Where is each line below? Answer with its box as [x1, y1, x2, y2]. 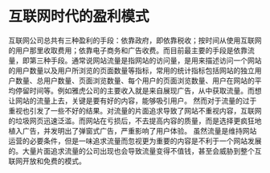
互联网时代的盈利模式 [8, 7, 150, 26]
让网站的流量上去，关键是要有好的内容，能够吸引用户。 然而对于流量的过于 [8, 96, 257, 105]
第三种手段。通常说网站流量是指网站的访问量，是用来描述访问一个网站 [29, 56, 262, 65]
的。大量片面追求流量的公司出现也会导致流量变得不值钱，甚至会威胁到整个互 [8, 146, 262, 155]
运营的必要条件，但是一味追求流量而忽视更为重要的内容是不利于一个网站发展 [8, 136, 262, 146]
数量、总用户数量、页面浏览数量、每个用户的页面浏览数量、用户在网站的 [14, 76, 255, 85]
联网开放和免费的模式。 [8, 156, 86, 166]
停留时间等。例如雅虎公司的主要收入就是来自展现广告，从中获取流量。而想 [14, 85, 262, 95]
